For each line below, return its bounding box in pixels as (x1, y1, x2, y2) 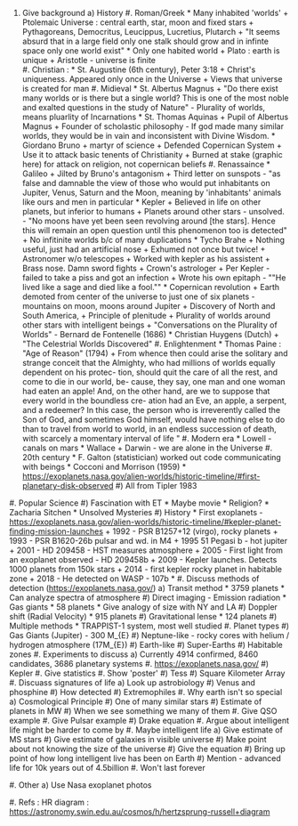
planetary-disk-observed (21, 481, 114, 490)
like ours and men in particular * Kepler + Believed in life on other (21, 197, 262, 207)
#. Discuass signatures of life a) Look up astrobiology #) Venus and (9, 677, 256, 688)
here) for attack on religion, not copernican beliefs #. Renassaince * (21, 159, 271, 169)
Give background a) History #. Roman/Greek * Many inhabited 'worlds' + (21, 8, 289, 18)
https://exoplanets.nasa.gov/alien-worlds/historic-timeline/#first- (21, 471, 261, 482)
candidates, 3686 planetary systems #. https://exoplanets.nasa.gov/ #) (9, 659, 270, 668)
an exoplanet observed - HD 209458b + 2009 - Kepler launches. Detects (9, 555, 278, 564)
